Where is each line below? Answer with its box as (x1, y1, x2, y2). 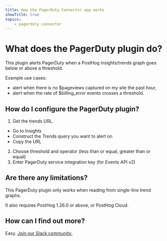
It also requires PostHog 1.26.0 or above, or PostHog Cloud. (5, 202, 129, 208)
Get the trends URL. (12, 118, 54, 124)
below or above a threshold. (5, 65, 63, 71)
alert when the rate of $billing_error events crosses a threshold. (12, 90, 144, 96)
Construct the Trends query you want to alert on (12, 133, 113, 139)
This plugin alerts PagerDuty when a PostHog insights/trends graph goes (5, 60, 157, 66)
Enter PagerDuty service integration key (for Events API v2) (12, 159, 136, 165)
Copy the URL (12, 139, 42, 144)
